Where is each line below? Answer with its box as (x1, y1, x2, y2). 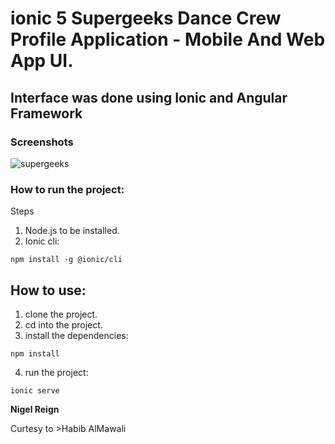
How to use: (10, 282, 87, 299)
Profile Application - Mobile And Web (10, 28, 326, 51)
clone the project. (24, 308, 98, 320)
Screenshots (10, 135, 74, 149)
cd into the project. (24, 318, 103, 331)
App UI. (10, 50, 74, 72)
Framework (10, 105, 83, 122)
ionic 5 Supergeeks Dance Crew (10, 7, 282, 30)
